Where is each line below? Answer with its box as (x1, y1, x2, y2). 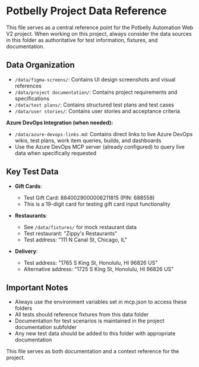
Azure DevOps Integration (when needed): (6, 119, 113, 126)
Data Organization (6, 60, 75, 70)
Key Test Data (6, 167, 59, 177)
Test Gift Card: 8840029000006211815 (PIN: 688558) (23, 194, 155, 201)
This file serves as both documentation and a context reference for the (6, 348, 179, 355)
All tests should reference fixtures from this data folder (14, 311, 149, 318)
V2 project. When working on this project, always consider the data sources (6, 30, 192, 37)
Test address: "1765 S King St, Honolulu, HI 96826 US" (23, 259, 158, 266)
